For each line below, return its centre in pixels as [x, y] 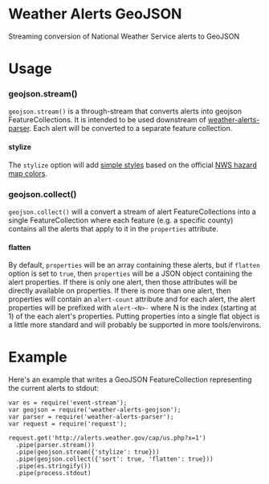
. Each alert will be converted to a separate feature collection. [131, 129]
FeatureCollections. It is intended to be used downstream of [107, 120]
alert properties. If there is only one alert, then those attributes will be [123, 282]
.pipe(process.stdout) [53, 474]
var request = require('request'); [68, 424]
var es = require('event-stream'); [68, 403]
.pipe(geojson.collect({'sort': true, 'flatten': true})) [115, 459]
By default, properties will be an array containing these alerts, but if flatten [134, 265]
